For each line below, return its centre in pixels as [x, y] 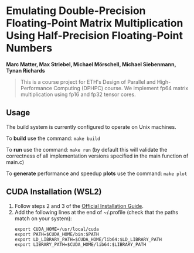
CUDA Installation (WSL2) [54, 192]
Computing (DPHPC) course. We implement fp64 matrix [121, 88]
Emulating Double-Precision [76, 11]
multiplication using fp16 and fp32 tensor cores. [78, 94]
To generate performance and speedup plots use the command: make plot [97, 173]
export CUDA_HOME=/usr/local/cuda [57, 229]
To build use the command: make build [53, 138]
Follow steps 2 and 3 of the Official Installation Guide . [79, 206]
